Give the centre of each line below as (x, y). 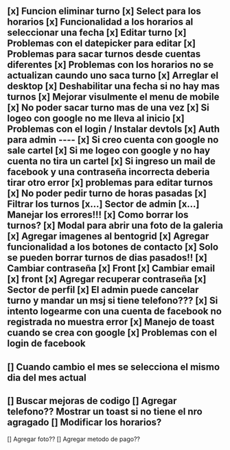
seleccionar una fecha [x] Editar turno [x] (97, 33)
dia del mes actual (47, 378)
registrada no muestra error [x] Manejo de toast (111, 322)
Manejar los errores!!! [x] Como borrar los (98, 215)
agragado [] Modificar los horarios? (84, 422)
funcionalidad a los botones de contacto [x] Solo (113, 247)
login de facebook (46, 343)
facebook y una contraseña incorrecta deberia (108, 172)
